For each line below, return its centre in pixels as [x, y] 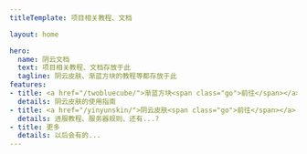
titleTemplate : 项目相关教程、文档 [71, 18]
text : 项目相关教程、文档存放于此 [74, 68]
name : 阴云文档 [44, 59]
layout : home [34, 34]
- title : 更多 [35, 127]
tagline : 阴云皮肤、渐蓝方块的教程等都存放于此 [97, 77]
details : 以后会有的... [59, 136]
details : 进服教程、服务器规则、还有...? [89, 118]
